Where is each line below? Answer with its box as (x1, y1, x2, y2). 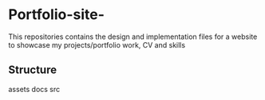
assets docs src (8, 84, 61, 94)
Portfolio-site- (8, 6, 105, 24)
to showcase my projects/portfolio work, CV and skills (8, 40, 186, 49)
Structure (8, 63, 57, 77)
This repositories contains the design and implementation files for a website (8, 32, 258, 41)
